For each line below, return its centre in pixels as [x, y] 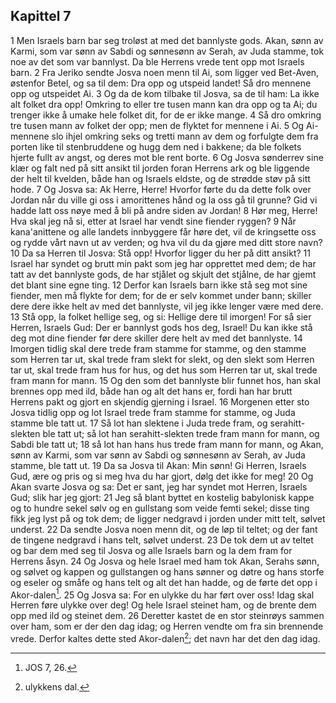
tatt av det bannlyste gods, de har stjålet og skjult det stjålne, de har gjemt [163, 274]
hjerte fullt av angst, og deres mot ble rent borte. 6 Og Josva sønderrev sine [167, 157]
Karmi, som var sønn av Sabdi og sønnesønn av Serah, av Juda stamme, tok [167, 51]
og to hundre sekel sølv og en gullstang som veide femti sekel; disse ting [160, 508]
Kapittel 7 [41, 16]
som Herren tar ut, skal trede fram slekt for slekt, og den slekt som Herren [162, 359]
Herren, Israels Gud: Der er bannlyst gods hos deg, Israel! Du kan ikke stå [161, 327]
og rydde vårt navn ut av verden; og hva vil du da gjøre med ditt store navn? [166, 242]
